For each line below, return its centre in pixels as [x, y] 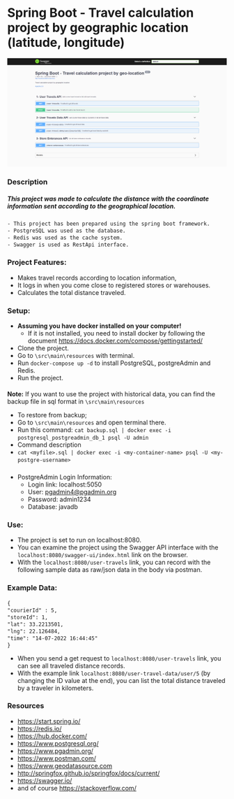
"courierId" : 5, [32, 610]
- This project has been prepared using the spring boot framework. [109, 224]
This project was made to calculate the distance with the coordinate [108, 199]
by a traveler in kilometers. [55, 688]
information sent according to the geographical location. [92, 206]
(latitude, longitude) [66, 43]
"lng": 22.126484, [34, 631]
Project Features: [37, 262]
